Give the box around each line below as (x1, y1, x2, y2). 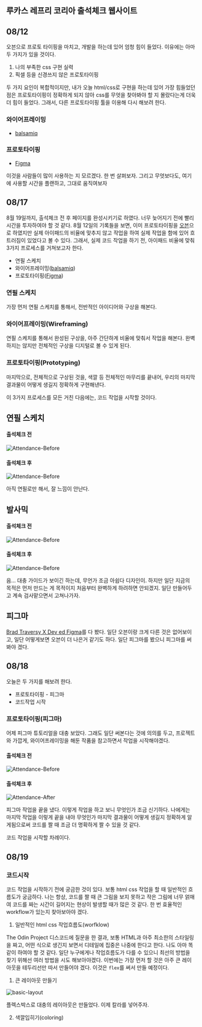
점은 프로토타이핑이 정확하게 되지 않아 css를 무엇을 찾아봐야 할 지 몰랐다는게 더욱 (6, 91, 197, 99)
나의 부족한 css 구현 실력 (14, 64, 74, 71)
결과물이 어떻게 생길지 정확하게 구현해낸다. (6, 381, 106, 388)
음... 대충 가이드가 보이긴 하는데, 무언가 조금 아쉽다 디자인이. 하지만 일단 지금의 (6, 577, 191, 584)
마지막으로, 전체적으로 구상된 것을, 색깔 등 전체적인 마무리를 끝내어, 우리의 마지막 (6, 373, 195, 381)
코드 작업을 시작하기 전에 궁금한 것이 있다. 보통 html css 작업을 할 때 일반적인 (6, 886, 188, 893)
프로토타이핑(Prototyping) (6, 358, 81, 367)
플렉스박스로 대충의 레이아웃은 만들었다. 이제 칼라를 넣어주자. (6, 1001, 149, 1008)
